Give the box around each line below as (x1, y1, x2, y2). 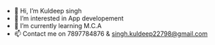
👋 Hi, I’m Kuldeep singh (13, 7, 82, 15)
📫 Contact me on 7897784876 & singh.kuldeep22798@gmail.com (13, 30, 208, 38)
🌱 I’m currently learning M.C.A (13, 22, 102, 30)
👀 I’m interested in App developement (13, 14, 124, 22)
